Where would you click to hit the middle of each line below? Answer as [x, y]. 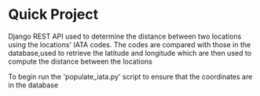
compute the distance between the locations [81, 61]
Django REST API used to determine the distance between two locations [125, 36]
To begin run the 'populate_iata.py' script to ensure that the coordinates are [130, 76]
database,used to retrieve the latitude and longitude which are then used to [130, 53]
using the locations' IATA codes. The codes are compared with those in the [130, 44]
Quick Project [53, 15]
